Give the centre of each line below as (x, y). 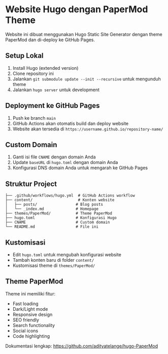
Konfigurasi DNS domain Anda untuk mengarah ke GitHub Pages (80, 168)
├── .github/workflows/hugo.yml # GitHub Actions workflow (70, 196)
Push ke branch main (34, 118)
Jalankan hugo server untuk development (56, 90)
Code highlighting (31, 336)
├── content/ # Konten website (60, 200)
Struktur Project (31, 184)
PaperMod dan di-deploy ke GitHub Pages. (50, 40)
